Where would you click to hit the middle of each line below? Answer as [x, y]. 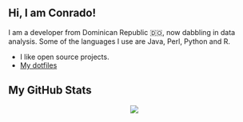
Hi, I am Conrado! [52, 13]
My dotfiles [38, 65]
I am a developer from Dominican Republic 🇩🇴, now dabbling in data [122, 32]
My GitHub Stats [50, 91]
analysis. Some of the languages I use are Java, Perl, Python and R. [119, 41]
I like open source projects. [64, 57]
